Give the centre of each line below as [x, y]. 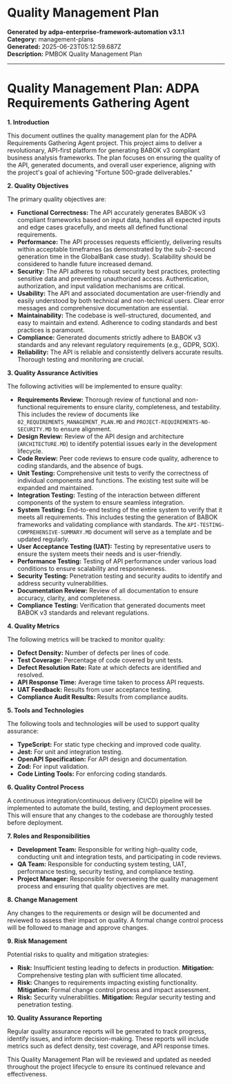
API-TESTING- [206, 525]
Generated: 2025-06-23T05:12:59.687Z [65, 46]
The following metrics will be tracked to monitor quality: [86, 639]
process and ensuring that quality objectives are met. [93, 886]
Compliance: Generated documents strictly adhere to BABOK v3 [109, 337]
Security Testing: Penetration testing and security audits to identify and [119, 576]
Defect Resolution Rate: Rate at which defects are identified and [109, 667]
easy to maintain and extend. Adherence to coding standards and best [117, 322]
